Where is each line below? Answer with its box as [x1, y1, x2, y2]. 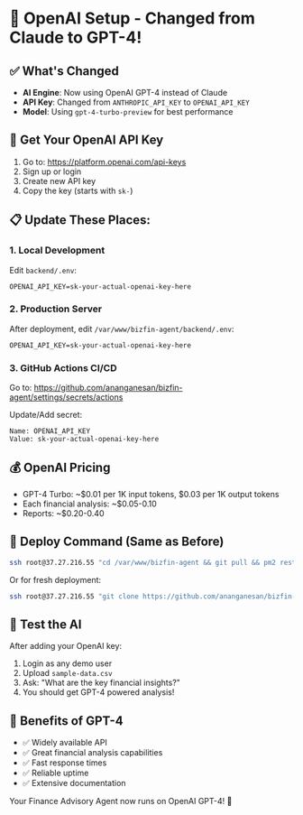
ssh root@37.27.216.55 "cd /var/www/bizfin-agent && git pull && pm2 [9, 558, 277, 567]
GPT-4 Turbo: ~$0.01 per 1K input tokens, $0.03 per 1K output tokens [22, 488, 280, 499]
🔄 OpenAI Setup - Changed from [9, 8, 255, 29]
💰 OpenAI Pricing [9, 460, 111, 476]
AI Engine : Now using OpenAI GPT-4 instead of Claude [22, 88, 228, 97]
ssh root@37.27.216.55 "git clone [9, 591, 140, 601]
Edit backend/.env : [9, 264, 77, 275]
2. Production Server [9, 302, 102, 315]
